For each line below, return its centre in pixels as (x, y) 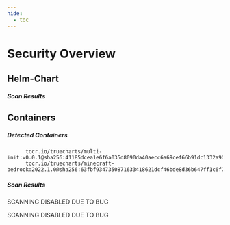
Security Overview (62, 54)
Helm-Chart (33, 79)
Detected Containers (38, 135)
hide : (15, 13)
